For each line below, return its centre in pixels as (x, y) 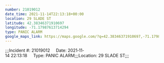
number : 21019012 (23, 9)
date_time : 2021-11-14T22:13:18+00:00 (44, 14)
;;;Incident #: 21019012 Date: (36, 50)
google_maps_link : (24, 37)
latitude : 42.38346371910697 (35, 23)
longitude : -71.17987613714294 (37, 28)
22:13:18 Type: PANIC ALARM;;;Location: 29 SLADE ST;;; (70, 55)
